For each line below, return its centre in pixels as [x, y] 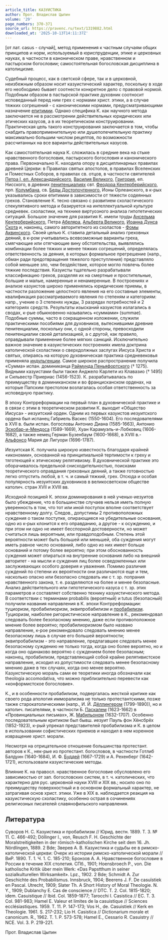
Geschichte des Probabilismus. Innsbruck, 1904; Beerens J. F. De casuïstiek [83, 880]
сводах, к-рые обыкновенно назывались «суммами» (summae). [73, 313]
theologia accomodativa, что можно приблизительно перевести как [77, 678]
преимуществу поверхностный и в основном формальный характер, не [82, 788]
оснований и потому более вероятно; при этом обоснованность [74, 550]
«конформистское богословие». [39, 684]
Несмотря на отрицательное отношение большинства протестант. [76, 746]
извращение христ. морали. [35, 736]
